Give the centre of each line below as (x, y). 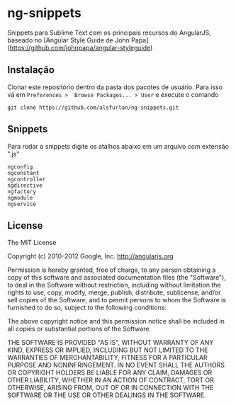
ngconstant (23, 173)
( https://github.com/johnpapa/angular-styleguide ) (80, 47)
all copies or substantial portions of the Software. (79, 329)
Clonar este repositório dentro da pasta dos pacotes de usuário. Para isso (115, 87)
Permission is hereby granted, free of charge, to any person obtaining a (112, 270)
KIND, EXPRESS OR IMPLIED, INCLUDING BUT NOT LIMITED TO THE (108, 350)
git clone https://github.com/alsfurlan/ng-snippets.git (93, 108)
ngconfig (20, 167)
